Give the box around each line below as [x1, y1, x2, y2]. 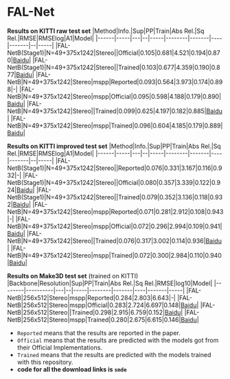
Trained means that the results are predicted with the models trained [16, 350, 211, 358]
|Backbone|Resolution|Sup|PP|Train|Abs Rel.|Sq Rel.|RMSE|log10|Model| [7, 279, 213, 287]
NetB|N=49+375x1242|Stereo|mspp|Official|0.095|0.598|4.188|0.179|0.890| [7, 92, 222, 100]
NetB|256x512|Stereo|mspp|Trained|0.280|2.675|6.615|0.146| [7, 315, 181, 323]
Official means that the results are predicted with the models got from [16, 336, 219, 344]
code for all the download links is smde [16, 365, 127, 374]
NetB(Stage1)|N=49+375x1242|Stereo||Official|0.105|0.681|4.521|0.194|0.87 [7, 49, 221, 57]
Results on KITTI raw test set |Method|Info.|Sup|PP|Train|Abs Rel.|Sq [7, 27, 205, 35]
